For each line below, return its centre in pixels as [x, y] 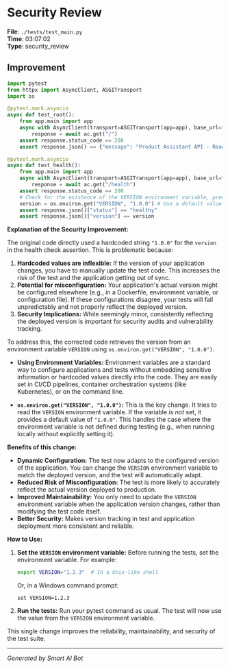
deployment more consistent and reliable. [76, 526]
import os [21, 96]
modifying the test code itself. [59, 512]
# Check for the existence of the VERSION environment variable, [115, 197]
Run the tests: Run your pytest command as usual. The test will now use [119, 611]
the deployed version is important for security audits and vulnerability [115, 321]
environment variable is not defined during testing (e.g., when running [116, 427]
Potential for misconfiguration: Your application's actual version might [117, 285]
